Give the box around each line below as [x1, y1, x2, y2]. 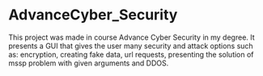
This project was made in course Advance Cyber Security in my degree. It [8, 32, 255, 42]
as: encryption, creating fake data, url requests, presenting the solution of [8, 49, 254, 59]
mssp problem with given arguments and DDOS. [8, 58, 169, 68]
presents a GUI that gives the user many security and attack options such [8, 40, 253, 50]
